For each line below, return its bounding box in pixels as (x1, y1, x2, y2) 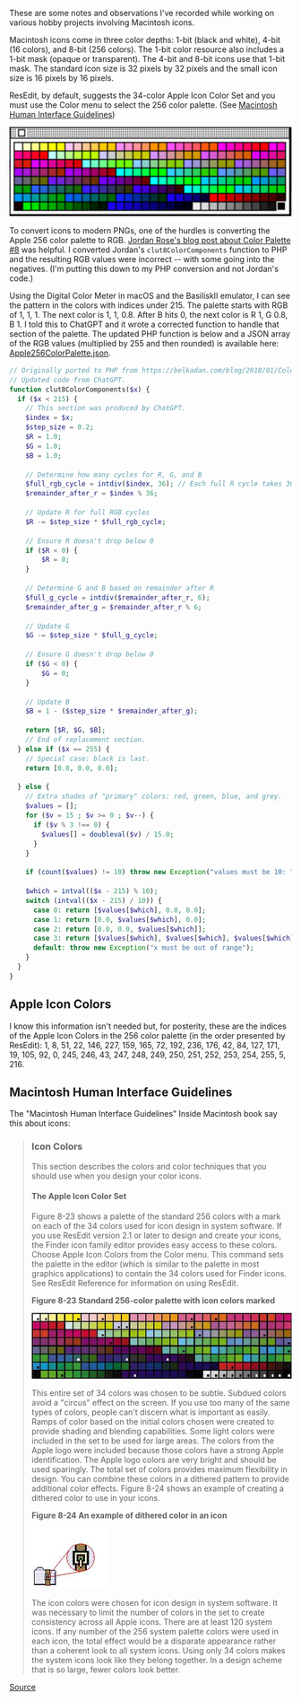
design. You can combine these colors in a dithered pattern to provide (30, 1474, 289, 1485)
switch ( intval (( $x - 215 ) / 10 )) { (25, 896, 163, 905)
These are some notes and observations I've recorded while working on (9, 8, 275, 18)
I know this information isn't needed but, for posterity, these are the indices (9, 1021, 287, 1031)
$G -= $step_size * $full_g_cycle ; (25, 631, 159, 640)
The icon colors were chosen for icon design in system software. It (30, 1598, 278, 1609)
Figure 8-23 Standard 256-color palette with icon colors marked (30, 1294, 276, 1305)
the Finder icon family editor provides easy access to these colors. (30, 1239, 278, 1250)
